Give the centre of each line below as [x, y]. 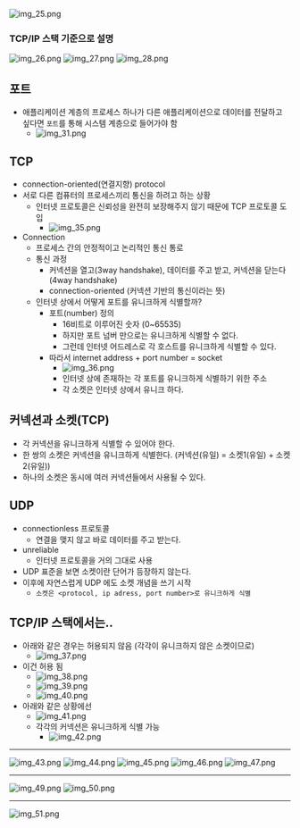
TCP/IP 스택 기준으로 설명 [62, 38]
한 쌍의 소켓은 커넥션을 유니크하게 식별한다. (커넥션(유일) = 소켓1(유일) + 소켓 [156, 455]
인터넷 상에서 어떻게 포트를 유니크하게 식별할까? [119, 301]
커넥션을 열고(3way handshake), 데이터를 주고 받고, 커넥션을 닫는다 [167, 270]
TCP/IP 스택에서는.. [61, 622]
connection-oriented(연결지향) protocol [94, 184]
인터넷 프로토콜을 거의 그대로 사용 [94, 560]
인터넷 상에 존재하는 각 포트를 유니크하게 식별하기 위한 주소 [165, 378]
